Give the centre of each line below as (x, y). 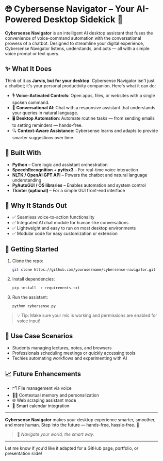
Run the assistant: (30, 297)
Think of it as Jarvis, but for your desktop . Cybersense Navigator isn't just (80, 81)
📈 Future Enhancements (43, 374)
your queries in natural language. (45, 113)
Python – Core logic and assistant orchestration (60, 165)
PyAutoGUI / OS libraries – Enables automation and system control (79, 185)
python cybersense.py (34, 306)
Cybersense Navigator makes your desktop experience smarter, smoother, (81, 420)
